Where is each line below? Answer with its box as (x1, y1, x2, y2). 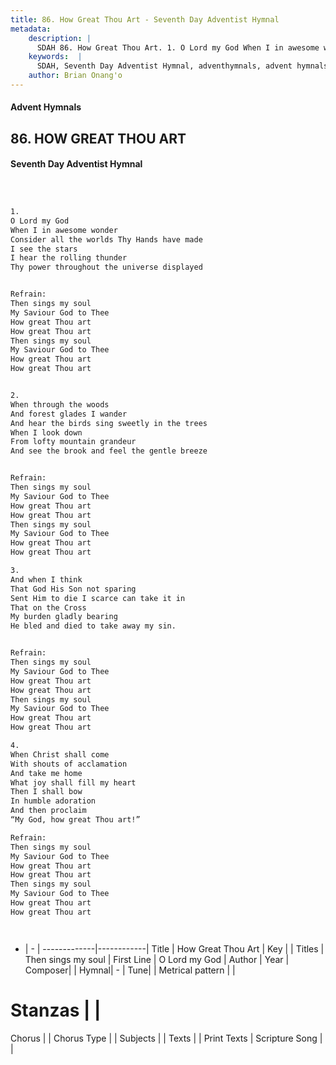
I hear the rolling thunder (10, 253, 128, 263)
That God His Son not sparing (10, 584, 137, 594)
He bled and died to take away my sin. (10, 621, 177, 631)
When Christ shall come (10, 749, 110, 760)
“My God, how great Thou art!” (10, 815, 141, 825)
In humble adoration (10, 796, 97, 806)
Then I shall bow (10, 787, 83, 797)
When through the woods (10, 399, 110, 410)
